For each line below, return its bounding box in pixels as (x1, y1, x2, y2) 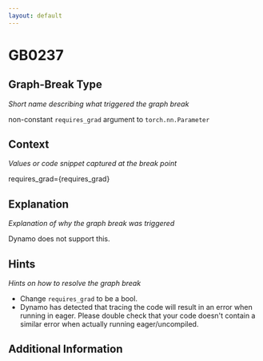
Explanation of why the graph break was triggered (8, 219, 175, 228)
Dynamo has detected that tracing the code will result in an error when (19, 303, 253, 312)
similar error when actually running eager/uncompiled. (19, 319, 199, 329)
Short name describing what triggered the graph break (8, 99, 189, 109)
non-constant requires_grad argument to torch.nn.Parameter (8, 114, 210, 124)
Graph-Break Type (8, 77, 102, 92)
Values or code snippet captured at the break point (8, 159, 177, 169)
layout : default (8, 11, 62, 20)
